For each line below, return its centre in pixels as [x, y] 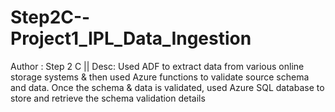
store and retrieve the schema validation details [108, 98]
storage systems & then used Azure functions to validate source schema [160, 77]
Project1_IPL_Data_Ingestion [131, 38]
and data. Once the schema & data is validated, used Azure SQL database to [167, 87]
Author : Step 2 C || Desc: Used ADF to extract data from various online [157, 66]
